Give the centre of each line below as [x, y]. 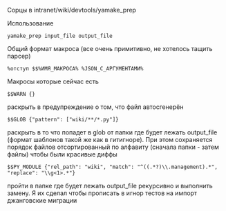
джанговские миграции [42, 200]
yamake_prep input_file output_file [60, 36]
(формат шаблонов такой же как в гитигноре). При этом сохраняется [110, 140]
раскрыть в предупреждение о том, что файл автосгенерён [95, 107]
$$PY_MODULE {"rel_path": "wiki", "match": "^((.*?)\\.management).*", [112, 167]
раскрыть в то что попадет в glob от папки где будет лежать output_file [112, 132]
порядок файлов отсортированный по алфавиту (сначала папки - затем [113, 147]
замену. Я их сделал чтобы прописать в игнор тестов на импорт [102, 193]
